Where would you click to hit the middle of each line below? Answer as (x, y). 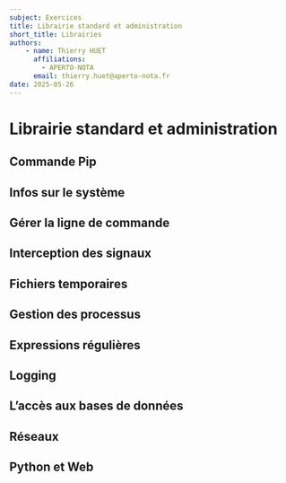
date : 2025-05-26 (42, 84)
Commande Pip (53, 162)
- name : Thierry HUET (65, 51)
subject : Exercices (46, 18)
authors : (26, 43)
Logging (33, 375)
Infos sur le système (67, 193)
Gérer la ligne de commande (90, 222)
